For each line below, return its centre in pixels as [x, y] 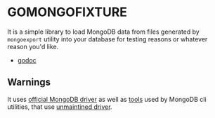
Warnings [29, 83]
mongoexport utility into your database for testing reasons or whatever [107, 39]
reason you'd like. [33, 46]
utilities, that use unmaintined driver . [60, 107]
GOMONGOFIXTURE [67, 12]
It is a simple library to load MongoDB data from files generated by [104, 32]
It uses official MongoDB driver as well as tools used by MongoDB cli [107, 99]
